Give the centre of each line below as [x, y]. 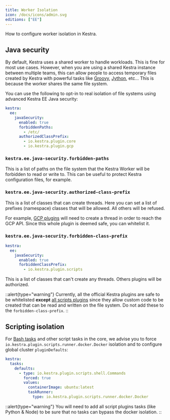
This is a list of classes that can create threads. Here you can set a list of [81, 203]
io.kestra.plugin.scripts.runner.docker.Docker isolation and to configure [84, 344]
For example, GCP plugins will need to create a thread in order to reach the [83, 218]
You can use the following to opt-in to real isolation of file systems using [81, 94]
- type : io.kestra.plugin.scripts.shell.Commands [72, 373]
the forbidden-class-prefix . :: [37, 311]
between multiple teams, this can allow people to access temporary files [81, 73]
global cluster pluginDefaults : [37, 350]
